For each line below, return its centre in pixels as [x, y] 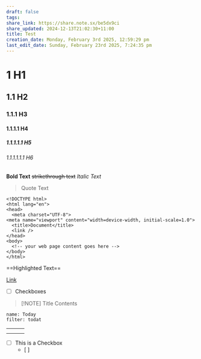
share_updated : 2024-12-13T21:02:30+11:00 [60, 29]
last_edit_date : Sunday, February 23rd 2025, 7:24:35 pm [79, 46]
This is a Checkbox [39, 343]
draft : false [23, 12]
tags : [13, 17]
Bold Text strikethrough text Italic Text [54, 176]
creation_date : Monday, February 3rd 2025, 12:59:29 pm [78, 40]
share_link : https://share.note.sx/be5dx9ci [63, 23]
